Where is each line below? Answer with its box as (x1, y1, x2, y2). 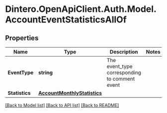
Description (109, 49, 138, 55)
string (38, 69, 53, 76)
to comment (106, 75, 135, 82)
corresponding (106, 69, 142, 76)
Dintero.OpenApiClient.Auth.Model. (5, 3, 157, 15)
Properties (5, 34, 39, 42)
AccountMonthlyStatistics (38, 90, 102, 96)
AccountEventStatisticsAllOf (5, 14, 127, 25)
